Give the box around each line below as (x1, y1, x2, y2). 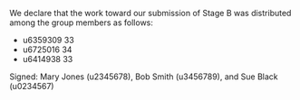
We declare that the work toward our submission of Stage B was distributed (9, 8, 292, 18)
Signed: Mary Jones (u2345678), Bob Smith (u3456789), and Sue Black (9, 71, 278, 82)
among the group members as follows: (9, 17, 154, 28)
